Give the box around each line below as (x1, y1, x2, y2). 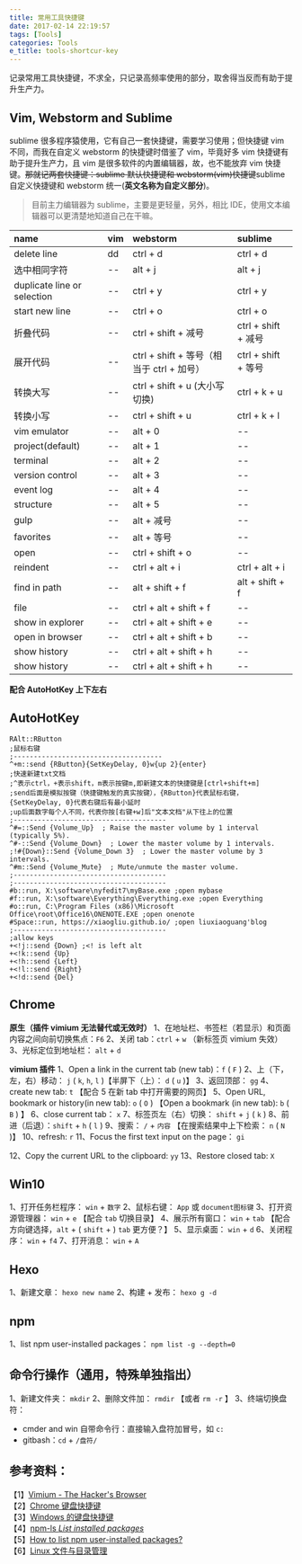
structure (13, 498, 53, 511)
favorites (13, 530, 51, 543)
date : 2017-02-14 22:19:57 (9, 22, 111, 31)
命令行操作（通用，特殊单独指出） (9, 1367, 199, 1382)
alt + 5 (132, 498, 160, 511)
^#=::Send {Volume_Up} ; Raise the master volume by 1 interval (9, 823, 259, 832)
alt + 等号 (132, 531, 173, 544)
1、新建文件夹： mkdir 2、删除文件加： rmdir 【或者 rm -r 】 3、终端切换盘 (9, 1392, 288, 1403)
